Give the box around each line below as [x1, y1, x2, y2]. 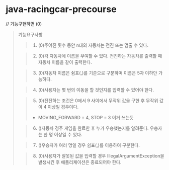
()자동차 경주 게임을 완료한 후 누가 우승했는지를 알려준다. [38, 125, 149, 131]
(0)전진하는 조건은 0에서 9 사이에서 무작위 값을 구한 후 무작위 [38, 97, 158, 104]
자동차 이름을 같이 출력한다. [38, 59, 92, 65]
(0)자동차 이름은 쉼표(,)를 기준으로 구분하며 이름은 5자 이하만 [38, 69, 157, 76]
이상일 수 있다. [54, 131, 82, 137]
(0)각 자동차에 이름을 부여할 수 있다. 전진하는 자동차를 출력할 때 [38, 53, 162, 59]
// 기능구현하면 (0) [6, 21, 42, 27]
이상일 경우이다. [47, 104, 79, 110]
